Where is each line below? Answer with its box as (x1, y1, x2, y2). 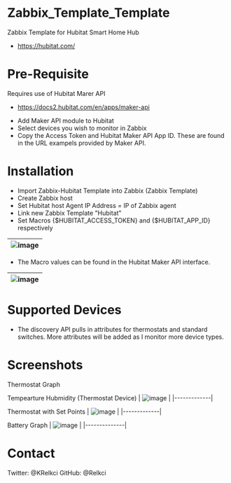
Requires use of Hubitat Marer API (7, 89, 106, 97)
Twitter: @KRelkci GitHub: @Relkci (7, 468, 106, 477)
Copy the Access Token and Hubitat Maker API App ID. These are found (17, 131, 225, 139)
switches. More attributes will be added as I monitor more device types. (17, 332, 224, 341)
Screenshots (7, 357, 83, 372)
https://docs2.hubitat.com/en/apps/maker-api (17, 103, 150, 111)
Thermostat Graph (7, 380, 61, 388)
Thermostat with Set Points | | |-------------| (7, 407, 162, 416)
